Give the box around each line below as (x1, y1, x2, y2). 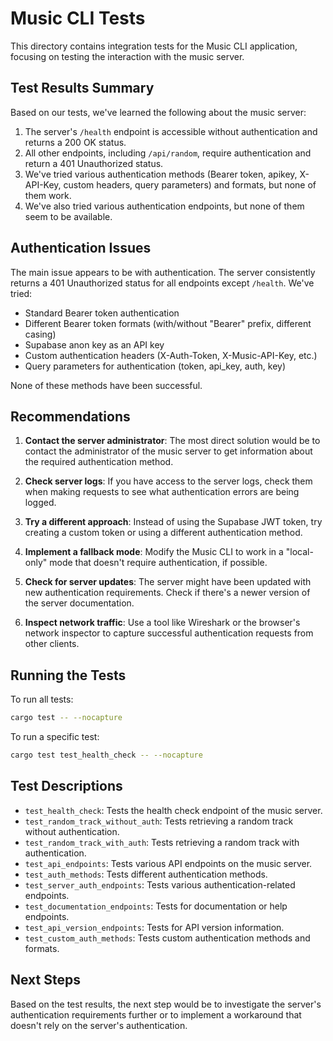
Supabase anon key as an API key (24, 338, 165, 351)
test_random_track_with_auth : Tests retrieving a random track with (24, 836, 300, 848)
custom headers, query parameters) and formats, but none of (63, 178, 317, 191)
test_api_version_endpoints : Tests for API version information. (24, 921, 285, 933)
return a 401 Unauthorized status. (24, 157, 164, 169)
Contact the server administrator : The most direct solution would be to (24, 435, 321, 447)
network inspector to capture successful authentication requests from (24, 627, 314, 639)
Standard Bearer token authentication (24, 307, 180, 319)
